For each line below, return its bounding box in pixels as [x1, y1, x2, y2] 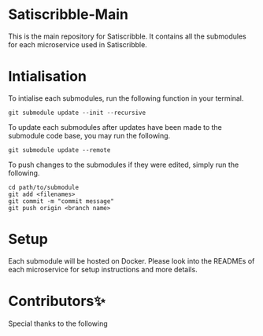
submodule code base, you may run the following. [8, 131, 171, 140]
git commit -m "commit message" [8, 197, 114, 205]
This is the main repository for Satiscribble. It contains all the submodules [8, 31, 246, 41]
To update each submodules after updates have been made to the [8, 122, 223, 131]
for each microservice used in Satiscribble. [8, 39, 147, 49]
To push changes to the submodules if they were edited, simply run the [8, 160, 239, 169]
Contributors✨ [8, 293, 106, 310]
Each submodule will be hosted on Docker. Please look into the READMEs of [8, 256, 255, 265]
